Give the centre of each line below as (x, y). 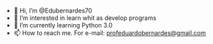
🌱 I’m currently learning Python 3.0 (63, 25)
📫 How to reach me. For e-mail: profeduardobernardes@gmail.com (110, 33)
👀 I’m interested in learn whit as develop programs (85, 18)
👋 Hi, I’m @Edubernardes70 (53, 11)
